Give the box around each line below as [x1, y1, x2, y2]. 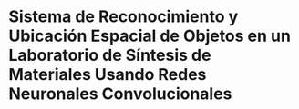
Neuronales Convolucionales [8, 84, 232, 104]
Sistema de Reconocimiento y [8, 6, 239, 27]
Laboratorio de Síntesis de [8, 45, 211, 65]
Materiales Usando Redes [8, 64, 207, 85]
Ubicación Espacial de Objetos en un [8, 25, 291, 46]
